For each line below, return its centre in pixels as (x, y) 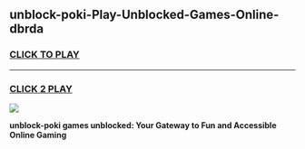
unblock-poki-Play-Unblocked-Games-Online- (144, 15)
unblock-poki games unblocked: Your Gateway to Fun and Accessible (143, 125)
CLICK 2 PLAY (41, 88)
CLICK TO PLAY (44, 55)
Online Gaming (38, 135)
